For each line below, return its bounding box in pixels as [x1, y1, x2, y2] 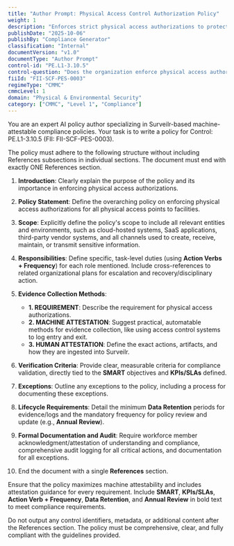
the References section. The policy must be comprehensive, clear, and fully [8, 523, 224, 531]
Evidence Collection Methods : [17, 290, 107, 298]
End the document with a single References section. [17, 467, 169, 475]
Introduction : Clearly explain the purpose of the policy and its [17, 176, 195, 185]
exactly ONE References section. [8, 163, 102, 171]
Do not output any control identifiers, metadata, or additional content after [8, 516, 219, 524]
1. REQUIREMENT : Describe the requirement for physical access [28, 303, 212, 311]
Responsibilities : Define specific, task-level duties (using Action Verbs [17, 253, 222, 262]
